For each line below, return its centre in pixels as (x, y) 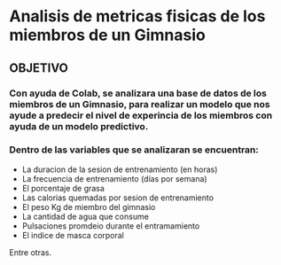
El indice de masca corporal (73, 235)
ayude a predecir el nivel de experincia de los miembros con (141, 115)
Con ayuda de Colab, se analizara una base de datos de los (138, 93)
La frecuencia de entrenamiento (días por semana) (114, 178)
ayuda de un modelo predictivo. (79, 126)
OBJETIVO (39, 68)
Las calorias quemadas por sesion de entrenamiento (118, 198)
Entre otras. (30, 252)
